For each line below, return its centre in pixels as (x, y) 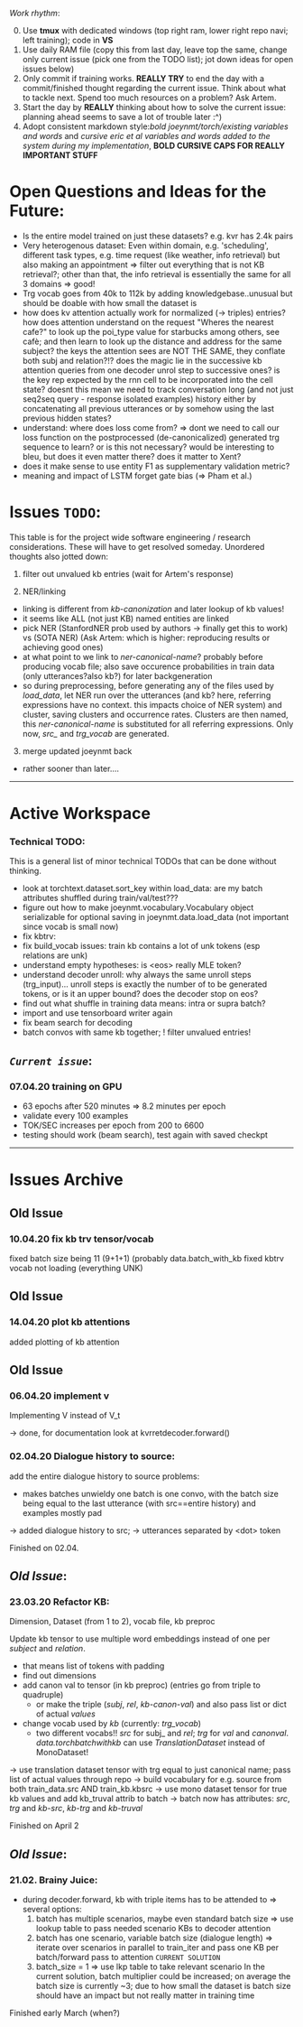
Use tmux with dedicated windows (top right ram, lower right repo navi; (155, 30)
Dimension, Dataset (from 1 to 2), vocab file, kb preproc (112, 1622)
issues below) (48, 69)
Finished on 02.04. (44, 1548)
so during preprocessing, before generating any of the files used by (148, 685)
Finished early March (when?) (64, 2013)
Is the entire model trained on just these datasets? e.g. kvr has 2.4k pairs (158, 236)
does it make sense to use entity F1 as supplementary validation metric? (156, 466)
